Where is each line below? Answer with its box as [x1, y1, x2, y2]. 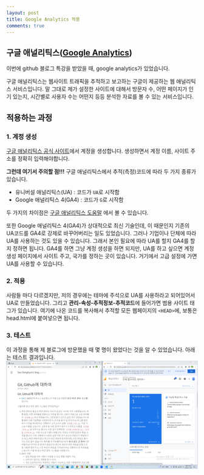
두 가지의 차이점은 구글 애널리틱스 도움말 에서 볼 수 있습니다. [6, 209, 149, 216]
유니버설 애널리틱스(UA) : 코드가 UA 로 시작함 [15, 188, 120, 195]
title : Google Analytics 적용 [6, 16, 80, 23]
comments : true [6, 23, 45, 29]
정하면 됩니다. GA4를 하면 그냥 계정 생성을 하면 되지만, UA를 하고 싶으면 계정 [12, 244, 194, 252]
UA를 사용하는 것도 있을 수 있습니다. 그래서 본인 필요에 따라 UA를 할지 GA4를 [6, 237, 189, 244]
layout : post [6, 10, 39, 16]
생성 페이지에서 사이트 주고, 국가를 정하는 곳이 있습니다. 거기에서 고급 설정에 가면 [6, 252, 197, 259]
